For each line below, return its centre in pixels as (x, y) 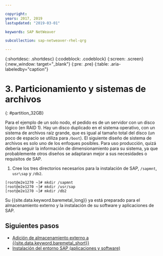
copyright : (16, 14)
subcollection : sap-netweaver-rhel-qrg (46, 41)
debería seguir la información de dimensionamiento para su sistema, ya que (81, 149)
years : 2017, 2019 (24, 18)
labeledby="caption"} (27, 70)
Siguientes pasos (32, 226)
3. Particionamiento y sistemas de (75, 89)
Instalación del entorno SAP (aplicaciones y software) (66, 248)
